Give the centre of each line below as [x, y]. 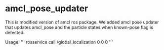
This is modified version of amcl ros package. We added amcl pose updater [82, 22]
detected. [15, 32]
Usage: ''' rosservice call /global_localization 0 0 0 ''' [59, 42]
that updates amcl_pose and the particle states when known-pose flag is [79, 27]
